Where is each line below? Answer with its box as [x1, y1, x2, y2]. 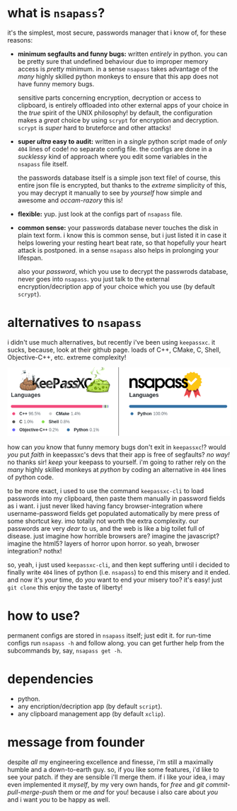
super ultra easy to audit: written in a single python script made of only [17, 137, 227, 146]
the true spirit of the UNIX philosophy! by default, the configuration [17, 108, 213, 117]
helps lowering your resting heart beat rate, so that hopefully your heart [17, 238, 226, 247]
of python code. [7, 473, 54, 481]
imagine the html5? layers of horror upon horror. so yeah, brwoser [7, 539, 200, 548]
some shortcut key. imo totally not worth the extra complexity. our [7, 517, 200, 525]
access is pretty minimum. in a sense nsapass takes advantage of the [17, 64, 219, 73]
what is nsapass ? [7, 5, 105, 21]
